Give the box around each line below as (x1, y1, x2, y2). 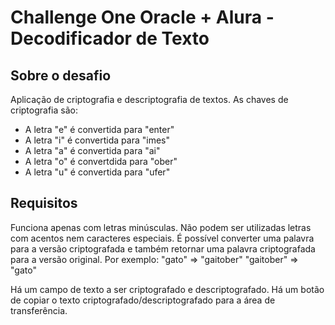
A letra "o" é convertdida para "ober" (24, 156, 178, 167)
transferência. (10, 304, 68, 316)
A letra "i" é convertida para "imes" (24, 134, 171, 146)
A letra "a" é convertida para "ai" (24, 145, 161, 156)
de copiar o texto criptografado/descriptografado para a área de (10, 294, 276, 306)
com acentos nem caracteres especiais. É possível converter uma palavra (10, 232, 315, 244)
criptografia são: (10, 104, 78, 116)
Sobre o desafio (10, 67, 112, 84)
